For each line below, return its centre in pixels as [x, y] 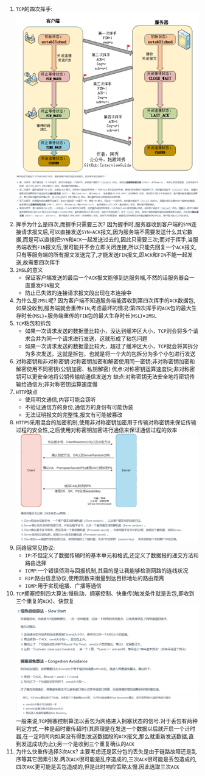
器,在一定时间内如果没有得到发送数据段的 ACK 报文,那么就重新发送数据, [102, 736]
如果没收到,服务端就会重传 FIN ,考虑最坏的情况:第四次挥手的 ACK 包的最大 [103, 308]
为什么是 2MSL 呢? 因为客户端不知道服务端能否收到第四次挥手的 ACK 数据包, [106, 300]
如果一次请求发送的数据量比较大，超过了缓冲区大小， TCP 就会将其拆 [109, 346]
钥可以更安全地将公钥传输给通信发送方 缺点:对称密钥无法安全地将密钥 [102, 376]
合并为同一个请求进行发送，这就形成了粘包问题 [89, 338]
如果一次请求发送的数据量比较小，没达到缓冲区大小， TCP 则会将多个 [109, 330]
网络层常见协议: [35, 548]
